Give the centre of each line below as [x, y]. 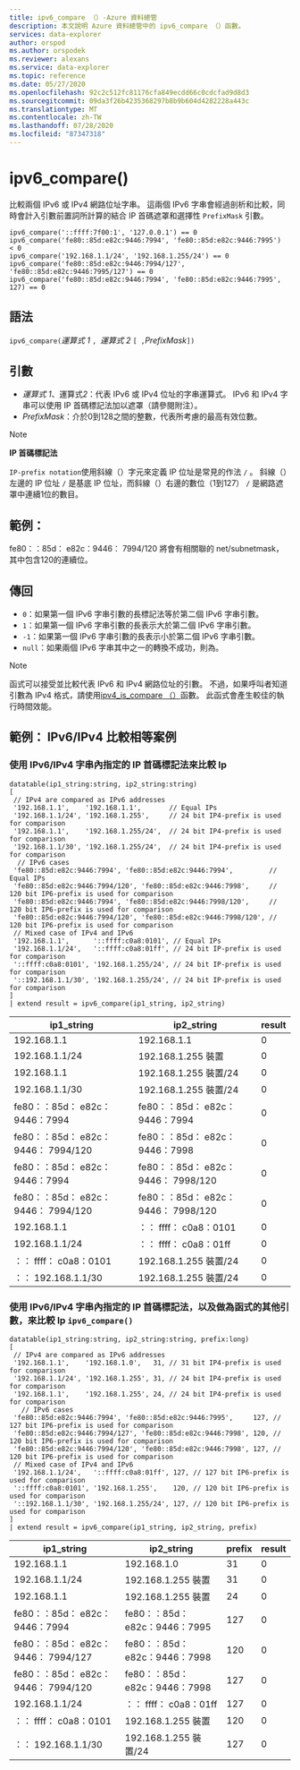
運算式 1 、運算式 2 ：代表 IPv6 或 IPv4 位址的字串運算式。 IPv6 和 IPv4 [150, 394]
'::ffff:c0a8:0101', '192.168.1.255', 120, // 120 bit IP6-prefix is [151, 1488]
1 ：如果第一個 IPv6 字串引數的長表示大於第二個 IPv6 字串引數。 [139, 625]
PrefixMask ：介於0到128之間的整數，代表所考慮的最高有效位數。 [142, 416]
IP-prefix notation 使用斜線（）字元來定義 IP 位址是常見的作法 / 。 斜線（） [148, 472]
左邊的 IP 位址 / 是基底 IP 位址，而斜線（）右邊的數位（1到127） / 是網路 [143, 483]
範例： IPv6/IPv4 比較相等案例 [93, 737]
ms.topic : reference [48, 76]
